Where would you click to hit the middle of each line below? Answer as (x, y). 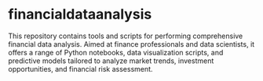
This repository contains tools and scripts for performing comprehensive (126, 36)
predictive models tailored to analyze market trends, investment (111, 61)
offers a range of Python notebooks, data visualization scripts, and (116, 52)
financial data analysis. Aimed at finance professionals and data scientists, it (131, 44)
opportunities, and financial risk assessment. (80, 69)
